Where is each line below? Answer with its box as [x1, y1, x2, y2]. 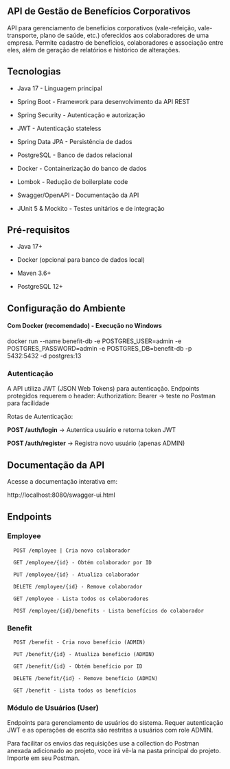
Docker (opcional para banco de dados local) [16, 256, 146, 264]
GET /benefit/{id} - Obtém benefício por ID [13, 663, 143, 670]
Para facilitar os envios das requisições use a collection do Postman [7, 739, 200, 748]
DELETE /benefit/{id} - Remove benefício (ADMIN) [13, 675, 158, 682]
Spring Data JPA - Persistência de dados [16, 137, 133, 145]
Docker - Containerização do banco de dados [16, 164, 147, 172]
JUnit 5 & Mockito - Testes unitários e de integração [16, 204, 165, 212]
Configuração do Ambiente [7, 303, 126, 314]
